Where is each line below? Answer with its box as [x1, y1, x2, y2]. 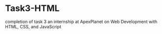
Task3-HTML [5, 3, 60, 14]
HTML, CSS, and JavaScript [5, 23, 62, 29]
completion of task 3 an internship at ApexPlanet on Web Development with [5, 19, 158, 24]
